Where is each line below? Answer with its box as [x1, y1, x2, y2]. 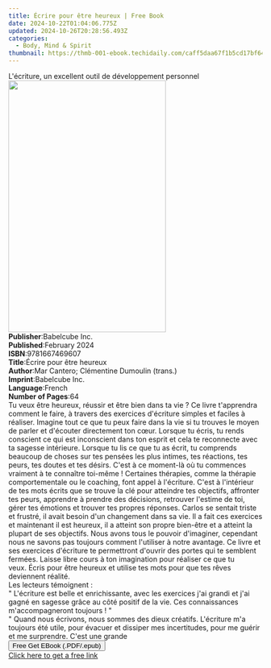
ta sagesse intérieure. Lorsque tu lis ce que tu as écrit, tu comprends [8, 443, 237, 452]
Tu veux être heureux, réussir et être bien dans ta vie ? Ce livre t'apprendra [8, 400, 258, 409]
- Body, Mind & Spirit [15, 42, 92, 50]
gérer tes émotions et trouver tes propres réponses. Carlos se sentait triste [8, 503, 256, 512]
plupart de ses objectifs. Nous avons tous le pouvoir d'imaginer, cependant [8, 529, 258, 538]
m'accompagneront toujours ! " [8, 606, 113, 615]
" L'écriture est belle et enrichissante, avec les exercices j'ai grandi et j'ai [8, 589, 250, 598]
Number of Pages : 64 [8, 392, 79, 401]
